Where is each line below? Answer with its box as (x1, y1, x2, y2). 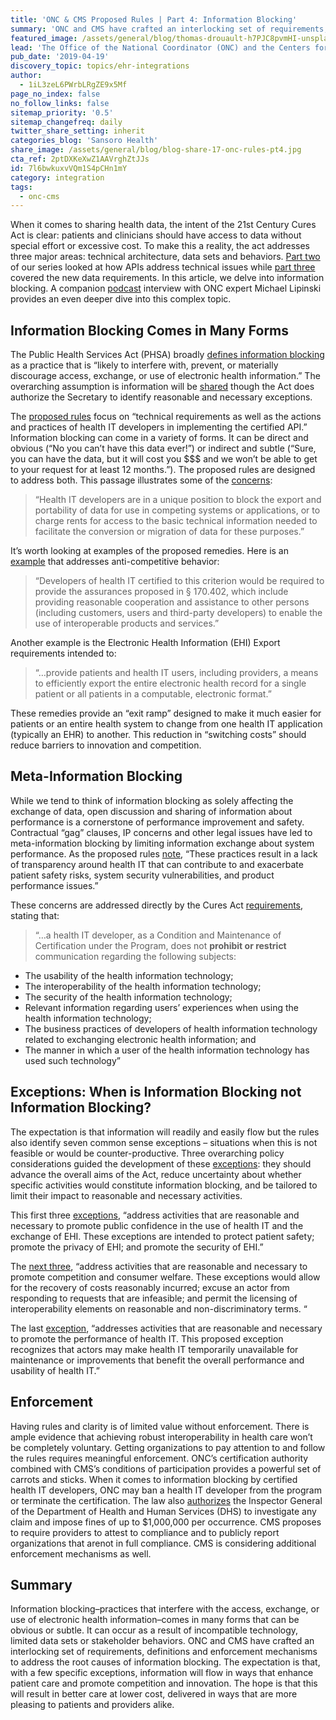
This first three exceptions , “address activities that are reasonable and (10, 1209, 300, 1221)
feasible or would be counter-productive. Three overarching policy (10, 1147, 285, 1159)
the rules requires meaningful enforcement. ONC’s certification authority (10, 1452, 309, 1464)
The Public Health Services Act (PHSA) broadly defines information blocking (10, 349, 325, 361)
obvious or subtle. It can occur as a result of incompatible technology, (10, 1624, 299, 1636)
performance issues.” (10, 879, 99, 891)
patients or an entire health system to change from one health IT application (10, 718, 323, 730)
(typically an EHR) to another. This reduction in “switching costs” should (10, 729, 307, 741)
